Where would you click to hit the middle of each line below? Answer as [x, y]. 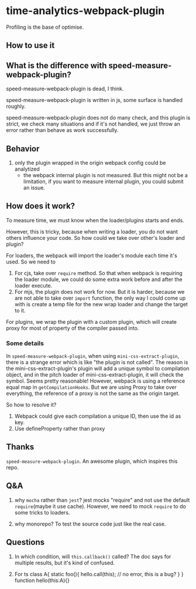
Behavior [23, 149]
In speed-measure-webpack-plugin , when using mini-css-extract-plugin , [93, 356]
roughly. [16, 106]
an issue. [34, 187]
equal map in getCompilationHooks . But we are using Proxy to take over [91, 387]
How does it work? [41, 206]
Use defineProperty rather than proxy [60, 429]
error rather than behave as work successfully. [62, 130]
